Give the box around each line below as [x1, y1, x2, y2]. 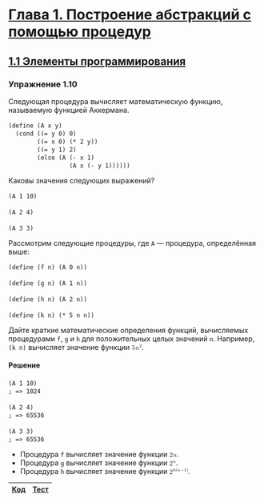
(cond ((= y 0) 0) [15, 130, 78, 138]
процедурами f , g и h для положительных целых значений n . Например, [8, 334, 255, 343]
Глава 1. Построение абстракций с [8, 6, 252, 24]
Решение [8, 360, 41, 370]
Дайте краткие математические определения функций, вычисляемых [8, 325, 249, 335]
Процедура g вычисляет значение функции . [19, 458, 178, 468]
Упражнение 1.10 [8, 78, 78, 90]
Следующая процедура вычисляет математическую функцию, [8, 96, 223, 106]
